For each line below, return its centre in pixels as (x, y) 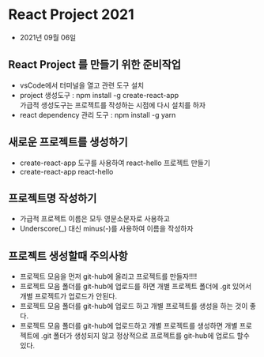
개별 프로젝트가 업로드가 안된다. (68, 296)
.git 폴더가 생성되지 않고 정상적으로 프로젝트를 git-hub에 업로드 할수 (145, 336)
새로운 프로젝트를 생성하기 (68, 143)
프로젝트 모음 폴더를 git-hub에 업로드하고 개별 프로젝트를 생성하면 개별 (128, 326)
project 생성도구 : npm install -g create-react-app (99, 95)
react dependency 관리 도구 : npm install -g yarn (98, 115)
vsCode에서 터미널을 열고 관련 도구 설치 (82, 85)
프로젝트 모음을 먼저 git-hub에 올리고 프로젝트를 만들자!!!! (108, 276)
